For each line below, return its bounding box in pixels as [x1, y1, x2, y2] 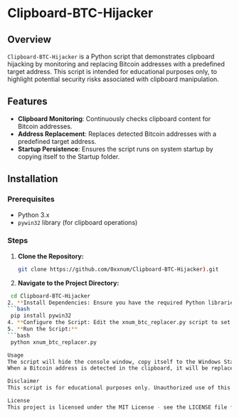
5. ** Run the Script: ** [7, 325, 78, 333]
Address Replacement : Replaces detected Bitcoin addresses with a [17, 130, 217, 138]
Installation [7, 173, 58, 185]
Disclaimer [7, 377, 40, 385]
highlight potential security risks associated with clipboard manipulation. [7, 75, 219, 83]
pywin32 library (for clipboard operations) [17, 218, 138, 226]
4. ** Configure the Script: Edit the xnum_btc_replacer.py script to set [7, 319, 231, 326]
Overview [7, 33, 52, 46]
